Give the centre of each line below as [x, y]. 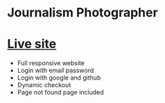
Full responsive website [51, 63]
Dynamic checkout [44, 85]
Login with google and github [59, 78]
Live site [32, 44]
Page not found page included [60, 92]
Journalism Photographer [82, 13]
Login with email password [55, 71]
